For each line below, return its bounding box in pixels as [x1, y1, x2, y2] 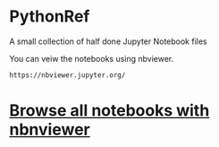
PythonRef [9, 6, 90, 27]
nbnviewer [9, 119, 91, 140]
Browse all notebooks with [9, 100, 210, 121]
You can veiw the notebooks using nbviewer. [9, 53, 174, 64]
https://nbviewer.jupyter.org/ [9, 70, 126, 80]
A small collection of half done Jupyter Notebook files [9, 36, 207, 47]
